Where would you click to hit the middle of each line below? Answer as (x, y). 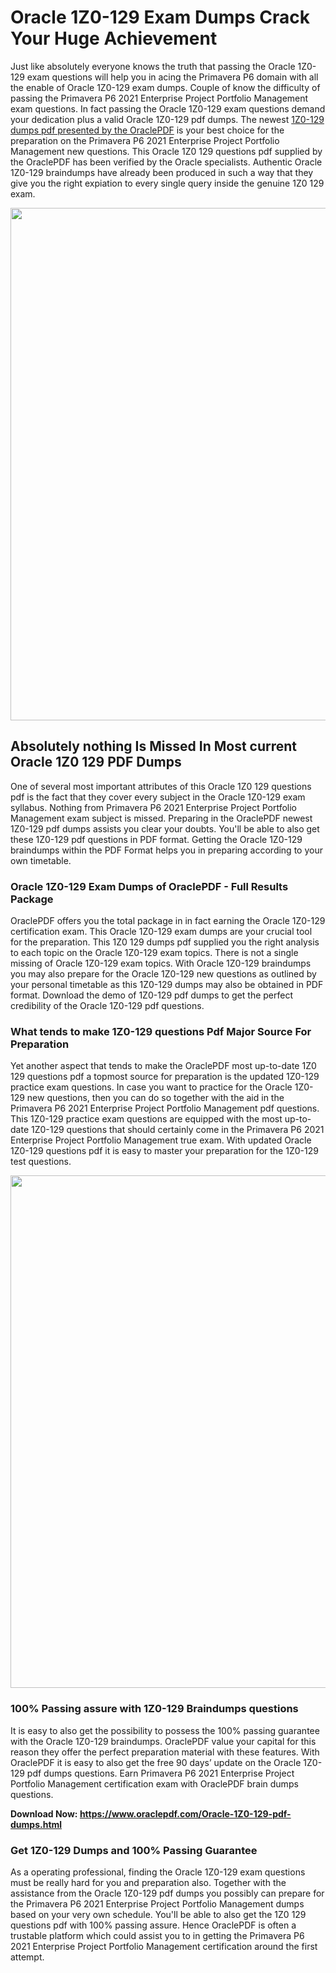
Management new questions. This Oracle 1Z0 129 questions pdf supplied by (166, 151)
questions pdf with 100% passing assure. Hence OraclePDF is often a (153, 1925)
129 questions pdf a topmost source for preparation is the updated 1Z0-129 (165, 1077)
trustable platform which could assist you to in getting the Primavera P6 (157, 1935)
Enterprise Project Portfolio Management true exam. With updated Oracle (161, 1140)
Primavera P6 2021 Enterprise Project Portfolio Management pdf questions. (165, 1108)
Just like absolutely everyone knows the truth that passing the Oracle (153, 66)
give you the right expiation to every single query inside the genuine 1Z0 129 (167, 183)
